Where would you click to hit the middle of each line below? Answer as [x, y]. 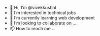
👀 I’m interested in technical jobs [43, 13]
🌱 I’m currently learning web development [52, 18]
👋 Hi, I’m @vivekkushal [33, 8]
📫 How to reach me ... [33, 28]
